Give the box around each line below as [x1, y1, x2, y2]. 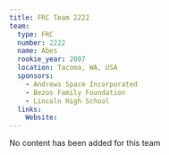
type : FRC [17, 30, 54, 39]
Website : [25, 113, 58, 122]
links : [17, 105, 42, 114]
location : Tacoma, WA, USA [17, 64, 118, 73]
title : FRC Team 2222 [9, 13, 90, 22]
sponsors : [17, 72, 54, 81]
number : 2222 [17, 38, 66, 47]
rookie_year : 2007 [17, 55, 87, 64]
